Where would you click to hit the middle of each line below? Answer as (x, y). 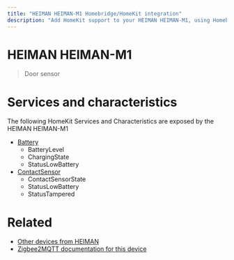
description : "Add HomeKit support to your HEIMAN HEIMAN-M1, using (109, 20)
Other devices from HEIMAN (58, 242)
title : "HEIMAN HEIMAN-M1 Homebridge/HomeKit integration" (95, 14)
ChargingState (48, 157)
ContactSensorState (57, 179)
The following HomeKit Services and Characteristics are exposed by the (111, 121)
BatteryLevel (46, 150)
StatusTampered (51, 194)
